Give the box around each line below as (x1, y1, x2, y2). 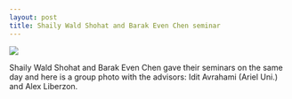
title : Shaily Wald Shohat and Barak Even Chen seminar (9, 21, 221, 30)
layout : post (9, 12, 58, 22)
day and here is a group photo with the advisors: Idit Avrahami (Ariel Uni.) (9, 72, 279, 82)
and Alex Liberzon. (9, 80, 78, 91)
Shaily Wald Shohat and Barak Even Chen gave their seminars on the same (9, 62, 283, 72)
